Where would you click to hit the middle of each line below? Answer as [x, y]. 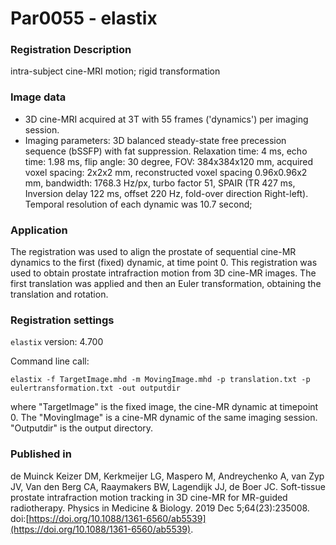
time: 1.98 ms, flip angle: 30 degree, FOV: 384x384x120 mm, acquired [169, 161]
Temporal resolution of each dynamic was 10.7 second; [138, 204]
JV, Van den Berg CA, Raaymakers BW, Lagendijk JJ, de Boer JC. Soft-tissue [168, 486]
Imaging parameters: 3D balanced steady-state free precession [155, 140]
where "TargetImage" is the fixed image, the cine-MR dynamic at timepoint [164, 407]
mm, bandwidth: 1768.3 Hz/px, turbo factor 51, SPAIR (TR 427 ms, [160, 183]
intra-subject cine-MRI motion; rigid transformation [115, 71]
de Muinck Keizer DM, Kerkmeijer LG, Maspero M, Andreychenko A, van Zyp [167, 476]
